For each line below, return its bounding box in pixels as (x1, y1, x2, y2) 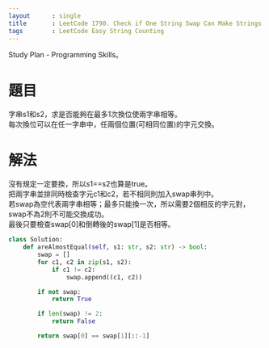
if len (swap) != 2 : (37, 310, 103, 318)
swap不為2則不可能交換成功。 (8, 209, 109, 219)
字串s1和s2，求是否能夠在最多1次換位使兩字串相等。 (8, 110, 182, 119)
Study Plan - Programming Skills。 (8, 50, 124, 60)
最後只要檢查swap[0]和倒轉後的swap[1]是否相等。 (8, 220, 175, 229)
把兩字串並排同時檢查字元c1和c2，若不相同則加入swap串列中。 (8, 189, 219, 199)
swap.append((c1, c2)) (65, 273, 143, 281)
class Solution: (8, 236, 63, 244)
